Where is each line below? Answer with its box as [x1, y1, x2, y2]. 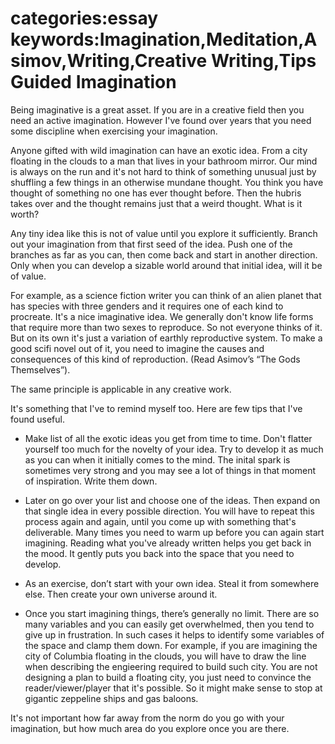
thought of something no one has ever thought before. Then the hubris [10, 187, 302, 199]
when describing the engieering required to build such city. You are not [24, 660, 318, 672]
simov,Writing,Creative [10, 50, 208, 72]
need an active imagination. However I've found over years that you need [10, 114, 312, 126]
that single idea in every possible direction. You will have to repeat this [24, 505, 315, 517]
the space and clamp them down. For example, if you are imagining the [24, 639, 318, 651]
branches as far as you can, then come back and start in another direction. [10, 248, 318, 261]
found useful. [10, 413, 65, 425]
